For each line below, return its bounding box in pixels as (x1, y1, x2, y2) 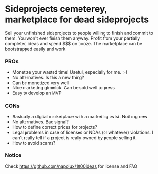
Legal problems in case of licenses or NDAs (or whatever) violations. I (12, 129, 154, 135)
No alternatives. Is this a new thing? (12, 75, 84, 81)
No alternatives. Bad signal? (12, 119, 69, 125)
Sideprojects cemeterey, (5, 3, 107, 15)
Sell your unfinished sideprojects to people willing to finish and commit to (5, 30, 154, 36)
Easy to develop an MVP (12, 90, 62, 96)
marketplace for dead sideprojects (5, 14, 149, 25)
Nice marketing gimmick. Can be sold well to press (12, 85, 115, 91)
